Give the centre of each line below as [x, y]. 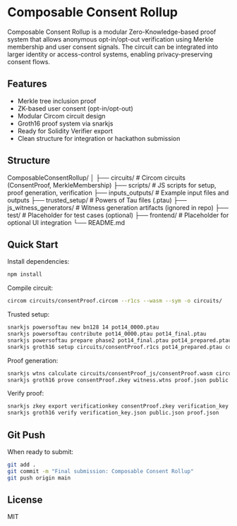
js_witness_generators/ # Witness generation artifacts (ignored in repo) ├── [118, 207]
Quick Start [33, 244]
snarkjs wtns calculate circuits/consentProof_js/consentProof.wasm [110, 373]
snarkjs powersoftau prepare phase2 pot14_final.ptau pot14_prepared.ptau [120, 340]
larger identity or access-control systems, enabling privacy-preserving [110, 54]
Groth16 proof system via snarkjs [65, 123]
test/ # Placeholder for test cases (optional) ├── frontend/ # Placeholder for [118, 215]
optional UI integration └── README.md [66, 222]
